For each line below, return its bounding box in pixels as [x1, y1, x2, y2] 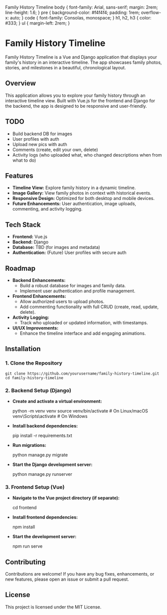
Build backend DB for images [12, 131, 72, 137]
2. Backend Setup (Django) [5, 387, 71, 394]
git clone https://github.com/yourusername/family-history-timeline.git [5, 371, 160, 376]
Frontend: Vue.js [12, 234, 47, 240]
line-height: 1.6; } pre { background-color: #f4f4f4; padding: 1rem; [5, 9, 140, 15]
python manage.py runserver [12, 471, 72, 477]
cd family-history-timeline [5, 375, 64, 381]
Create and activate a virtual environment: [12, 398, 102, 404]
